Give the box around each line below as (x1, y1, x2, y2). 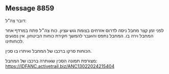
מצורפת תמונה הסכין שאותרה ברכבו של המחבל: (5, 58, 98, 64)
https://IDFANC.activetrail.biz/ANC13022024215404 (5, 63, 115, 69)
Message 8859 (5, 4, 55, 13)
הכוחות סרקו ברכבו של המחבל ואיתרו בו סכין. (5, 48, 92, 54)
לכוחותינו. (5, 38, 24, 44)
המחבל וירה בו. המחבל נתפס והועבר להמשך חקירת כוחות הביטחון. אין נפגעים (5, 32, 154, 39)
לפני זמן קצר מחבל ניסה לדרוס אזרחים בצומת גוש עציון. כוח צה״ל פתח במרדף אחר (5, 27, 164, 33)
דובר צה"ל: (5, 17, 27, 23)
